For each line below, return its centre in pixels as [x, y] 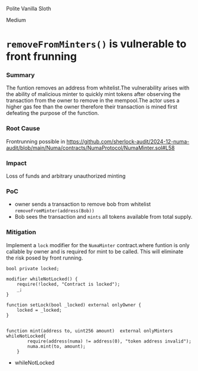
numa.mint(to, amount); [56, 346]
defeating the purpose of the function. [53, 113]
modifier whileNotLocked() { [42, 279]
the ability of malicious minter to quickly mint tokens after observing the [93, 94]
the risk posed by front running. [45, 258]
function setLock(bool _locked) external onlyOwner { [74, 305]
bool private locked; [33, 268]
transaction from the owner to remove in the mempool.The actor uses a [93, 101]
